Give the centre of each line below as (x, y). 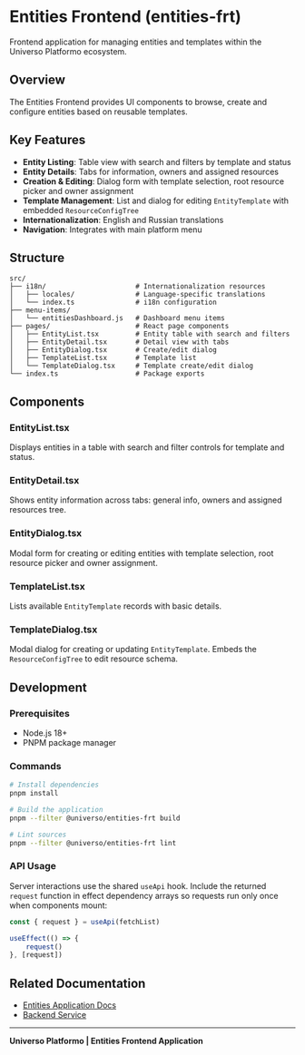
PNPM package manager (69, 742)
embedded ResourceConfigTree (80, 210)
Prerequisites (39, 713)
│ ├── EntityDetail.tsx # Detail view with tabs (119, 342)
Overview (38, 80)
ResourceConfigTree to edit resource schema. (94, 659)
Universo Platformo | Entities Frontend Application (106, 1041)
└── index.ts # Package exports (107, 374)
